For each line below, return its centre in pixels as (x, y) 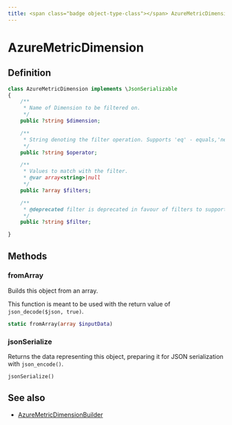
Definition (29, 73)
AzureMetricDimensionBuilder (60, 415)
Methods (28, 256)
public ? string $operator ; (59, 152)
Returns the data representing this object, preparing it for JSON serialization (116, 356)
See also (27, 398)
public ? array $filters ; (56, 190)
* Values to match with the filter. (76, 172)
